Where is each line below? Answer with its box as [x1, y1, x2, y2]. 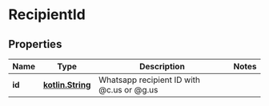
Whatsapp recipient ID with [98, 74, 201, 85]
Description [139, 61, 186, 72]
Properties [8, 37, 62, 51]
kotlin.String [42, 80, 91, 90]
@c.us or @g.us [98, 84, 159, 95]
